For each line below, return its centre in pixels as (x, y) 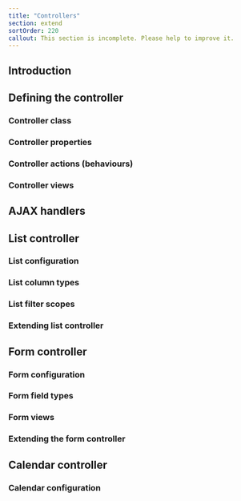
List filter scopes (42, 304)
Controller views (41, 185)
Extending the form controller (67, 439)
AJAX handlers (47, 211)
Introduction (40, 70)
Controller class (40, 120)
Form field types (41, 396)
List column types (44, 283)
